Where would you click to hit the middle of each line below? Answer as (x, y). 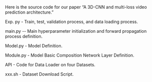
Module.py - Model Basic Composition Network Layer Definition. (70, 55)
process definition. (24, 36)
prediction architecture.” (29, 12)
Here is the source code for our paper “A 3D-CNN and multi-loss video (76, 7)
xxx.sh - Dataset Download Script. (39, 74)
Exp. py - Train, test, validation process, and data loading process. (72, 22)
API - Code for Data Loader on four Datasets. (50, 65)
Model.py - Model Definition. (34, 46)
